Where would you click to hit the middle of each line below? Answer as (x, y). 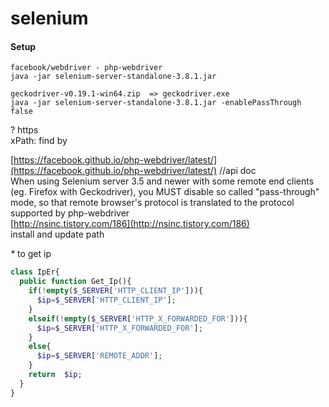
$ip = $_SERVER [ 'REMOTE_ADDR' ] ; (99, 356)
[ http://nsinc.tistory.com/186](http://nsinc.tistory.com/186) (130, 224)
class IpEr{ (35, 272)
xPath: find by (39, 141)
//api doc (237, 171)
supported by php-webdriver (70, 213)
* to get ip (31, 254)
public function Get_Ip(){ (75, 282)
